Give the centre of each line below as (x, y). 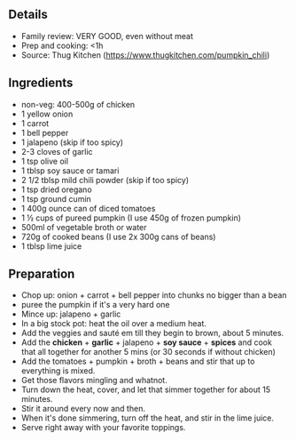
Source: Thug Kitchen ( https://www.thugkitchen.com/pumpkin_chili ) (145, 55)
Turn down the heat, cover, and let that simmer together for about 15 (146, 389)
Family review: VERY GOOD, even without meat (107, 36)
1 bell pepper (45, 132)
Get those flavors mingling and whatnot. (94, 381)
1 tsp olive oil (44, 161)
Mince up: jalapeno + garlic (71, 314)
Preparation (42, 274)
